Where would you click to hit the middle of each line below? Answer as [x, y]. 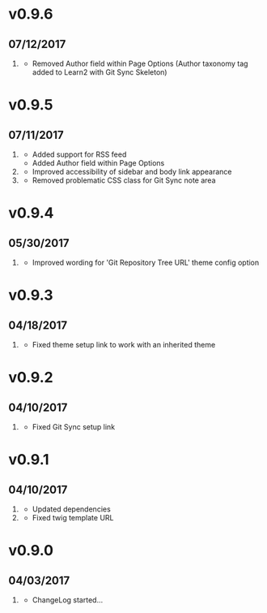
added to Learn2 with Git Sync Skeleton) [100, 72]
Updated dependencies [71, 509]
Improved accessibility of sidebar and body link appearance [132, 172]
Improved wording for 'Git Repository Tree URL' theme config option [146, 262]
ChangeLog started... [68, 600]
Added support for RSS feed [79, 154]
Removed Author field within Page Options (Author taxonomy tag [140, 63]
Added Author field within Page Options [98, 163]
